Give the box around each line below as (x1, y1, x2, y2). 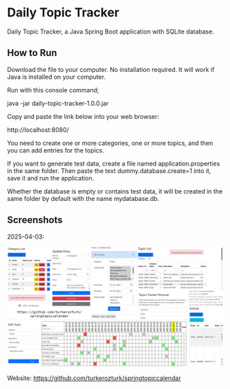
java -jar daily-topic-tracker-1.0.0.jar (7, 99, 109, 107)
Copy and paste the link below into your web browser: (7, 112, 159, 120)
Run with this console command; (7, 85, 99, 94)
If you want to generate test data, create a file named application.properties (7, 159, 220, 167)
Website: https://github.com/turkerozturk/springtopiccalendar (7, 374, 181, 382)
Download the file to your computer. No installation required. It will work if (7, 65, 215, 73)
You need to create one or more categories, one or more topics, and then (7, 139, 214, 147)
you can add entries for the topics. (7, 146, 105, 155)
